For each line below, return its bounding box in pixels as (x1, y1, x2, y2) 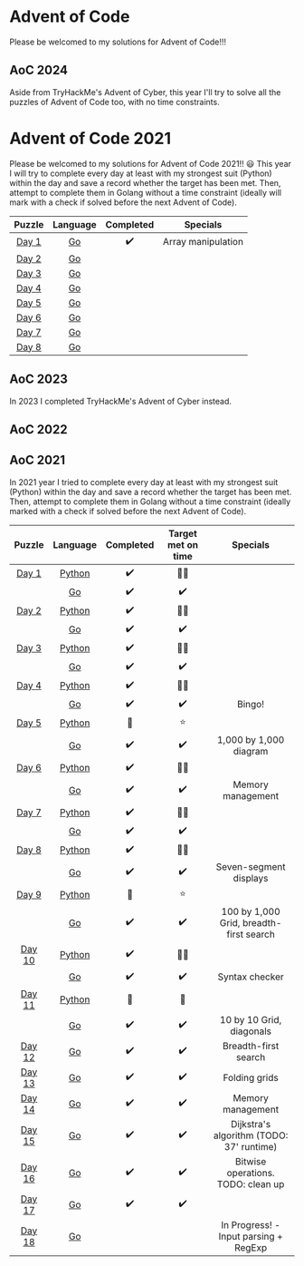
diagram (233, 745, 269, 757)
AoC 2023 (9, 372, 68, 387)
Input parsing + (218, 1230, 283, 1242)
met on (166, 538, 199, 550)
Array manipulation (162, 236, 244, 248)
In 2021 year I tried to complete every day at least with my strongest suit (9, 476, 279, 487)
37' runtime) (223, 1140, 278, 1153)
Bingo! (236, 698, 265, 711)
